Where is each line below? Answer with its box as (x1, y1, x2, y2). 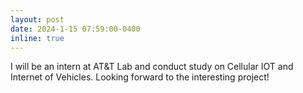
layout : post (10, 14, 65, 25)
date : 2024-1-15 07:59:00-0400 (10, 24, 141, 34)
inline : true (10, 33, 65, 43)
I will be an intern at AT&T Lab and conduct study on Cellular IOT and (10, 61, 294, 73)
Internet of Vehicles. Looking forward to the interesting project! (10, 71, 270, 83)
